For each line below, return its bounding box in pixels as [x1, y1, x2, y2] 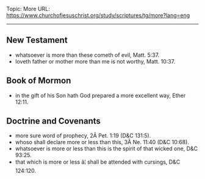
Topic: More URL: [6, 5, 50, 12]
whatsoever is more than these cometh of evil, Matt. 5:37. [15, 51, 160, 59]
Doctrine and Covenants [6, 116, 101, 126]
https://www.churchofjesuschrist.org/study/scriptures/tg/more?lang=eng [6, 12, 190, 19]
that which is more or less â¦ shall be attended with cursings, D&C [15, 158, 181, 166]
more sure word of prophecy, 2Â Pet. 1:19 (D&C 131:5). [15, 132, 151, 139]
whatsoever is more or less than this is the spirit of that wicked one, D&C [15, 145, 198, 152]
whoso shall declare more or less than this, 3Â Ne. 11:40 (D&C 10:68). [15, 139, 189, 146]
